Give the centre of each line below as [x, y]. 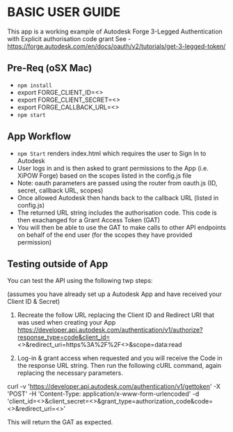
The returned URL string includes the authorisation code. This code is [117, 213]
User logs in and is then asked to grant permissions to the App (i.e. [113, 168]
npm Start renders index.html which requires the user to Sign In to [112, 153]
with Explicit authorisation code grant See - [69, 38]
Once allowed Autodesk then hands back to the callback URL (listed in [118, 198]
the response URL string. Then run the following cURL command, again [119, 366]
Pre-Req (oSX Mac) [50, 68]
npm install [34, 85]
